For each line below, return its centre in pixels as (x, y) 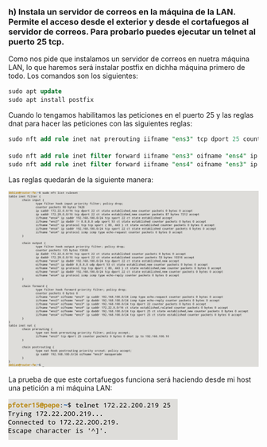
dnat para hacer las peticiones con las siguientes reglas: (101, 124)
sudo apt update (35, 91)
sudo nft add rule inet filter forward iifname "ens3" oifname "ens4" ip (133, 156)
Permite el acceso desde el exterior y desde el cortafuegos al (128, 21)
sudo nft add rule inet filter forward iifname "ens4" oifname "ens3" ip (133, 164)
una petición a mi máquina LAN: (60, 387)
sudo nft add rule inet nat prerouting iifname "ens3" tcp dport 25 (124, 139)
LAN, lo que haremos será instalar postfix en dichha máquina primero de (127, 68)
